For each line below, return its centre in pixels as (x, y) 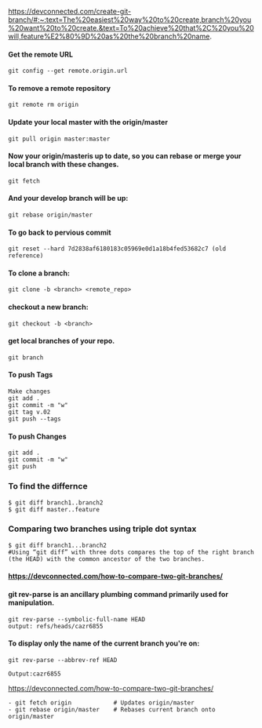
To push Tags (31, 375)
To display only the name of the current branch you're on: (104, 643)
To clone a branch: (39, 273)
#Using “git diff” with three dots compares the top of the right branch (131, 552)
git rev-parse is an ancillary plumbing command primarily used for (118, 595)
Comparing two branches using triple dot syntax (102, 529)
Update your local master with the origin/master (88, 122)
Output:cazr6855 (35, 674)
